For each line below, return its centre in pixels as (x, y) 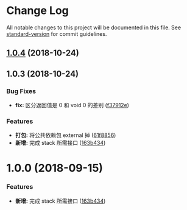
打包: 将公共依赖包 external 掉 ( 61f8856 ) (65, 135)
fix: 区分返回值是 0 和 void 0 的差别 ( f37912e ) (72, 105)
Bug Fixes (21, 91)
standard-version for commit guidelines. (57, 33)
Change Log (37, 11)
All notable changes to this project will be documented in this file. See (94, 27)
